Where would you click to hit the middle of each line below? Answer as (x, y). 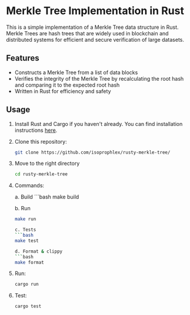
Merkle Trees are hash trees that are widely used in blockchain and (87, 33)
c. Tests (25, 230)
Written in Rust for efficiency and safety (63, 91)
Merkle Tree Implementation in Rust (95, 11)
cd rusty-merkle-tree (41, 174)
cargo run (27, 284)
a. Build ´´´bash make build (47, 197)
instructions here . (36, 130)
